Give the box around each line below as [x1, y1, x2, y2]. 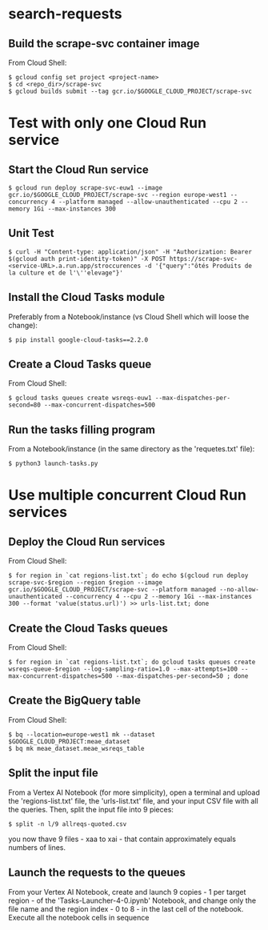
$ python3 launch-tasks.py [8, 459, 98, 468]
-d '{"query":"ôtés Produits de [144, 262, 252, 270]
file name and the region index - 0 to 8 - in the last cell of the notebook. [8, 904, 244, 913]
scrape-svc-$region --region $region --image [8, 579, 162, 587]
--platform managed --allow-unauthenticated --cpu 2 [58, 198, 238, 206]
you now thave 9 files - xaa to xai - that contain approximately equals [8, 834, 236, 844]
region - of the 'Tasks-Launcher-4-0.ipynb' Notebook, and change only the [8, 896, 257, 905]
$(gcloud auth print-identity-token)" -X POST [8, 255, 166, 263]
